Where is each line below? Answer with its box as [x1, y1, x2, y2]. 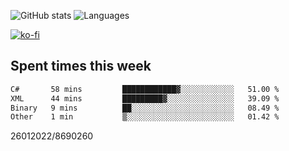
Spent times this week [10, 58, 152, 75]
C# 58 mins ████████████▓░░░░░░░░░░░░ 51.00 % [10, 84, 280, 94]
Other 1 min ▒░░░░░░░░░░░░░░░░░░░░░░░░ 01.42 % [10, 112, 280, 122]
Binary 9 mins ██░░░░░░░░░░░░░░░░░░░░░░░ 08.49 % [10, 103, 280, 113]
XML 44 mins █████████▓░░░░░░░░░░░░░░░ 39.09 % [10, 93, 280, 104]
